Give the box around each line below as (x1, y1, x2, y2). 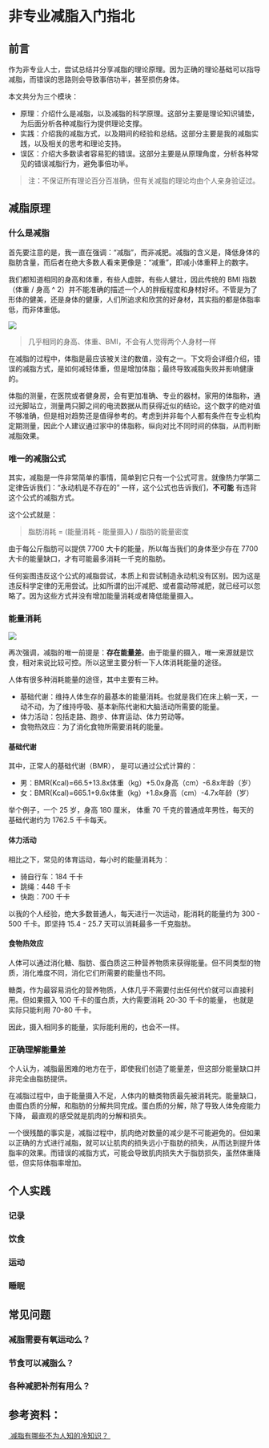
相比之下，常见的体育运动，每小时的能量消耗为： (8, 854, 170, 864)
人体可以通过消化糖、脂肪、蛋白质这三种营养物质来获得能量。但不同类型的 (8, 958, 254, 967)
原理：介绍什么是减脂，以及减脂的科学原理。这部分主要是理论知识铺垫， (19, 109, 259, 118)
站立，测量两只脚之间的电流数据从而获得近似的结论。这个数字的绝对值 (29, 400, 261, 410)
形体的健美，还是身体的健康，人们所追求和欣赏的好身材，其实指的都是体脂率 (8, 294, 261, 304)
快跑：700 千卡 (19, 891, 70, 901)
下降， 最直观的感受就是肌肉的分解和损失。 (8, 1111, 151, 1121)
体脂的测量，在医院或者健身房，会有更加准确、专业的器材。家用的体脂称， (8, 391, 254, 400)
